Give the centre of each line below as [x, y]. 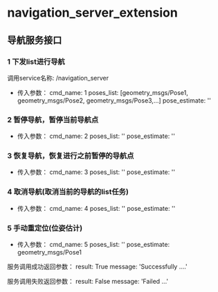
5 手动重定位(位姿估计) [45, 228]
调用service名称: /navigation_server [58, 78]
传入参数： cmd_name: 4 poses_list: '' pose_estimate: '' [96, 208]
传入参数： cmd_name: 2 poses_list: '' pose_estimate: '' [96, 136]
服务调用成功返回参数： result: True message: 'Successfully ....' [98, 267]
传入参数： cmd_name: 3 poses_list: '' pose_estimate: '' [96, 172]
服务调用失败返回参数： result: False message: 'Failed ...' [88, 282]
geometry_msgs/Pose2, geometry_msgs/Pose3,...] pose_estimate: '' [114, 100]
